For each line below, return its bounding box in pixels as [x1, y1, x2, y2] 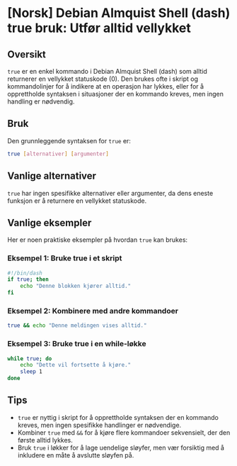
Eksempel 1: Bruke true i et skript [7, 253, 122, 263]
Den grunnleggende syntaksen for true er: [7, 136, 131, 145]
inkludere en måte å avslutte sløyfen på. [17, 450, 134, 459]
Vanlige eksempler [7, 216, 92, 228]
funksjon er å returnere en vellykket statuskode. [7, 196, 147, 205]
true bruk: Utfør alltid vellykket [7, 20, 191, 36]
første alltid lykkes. [17, 436, 73, 444]
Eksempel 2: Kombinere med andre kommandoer [7, 306, 179, 316]
